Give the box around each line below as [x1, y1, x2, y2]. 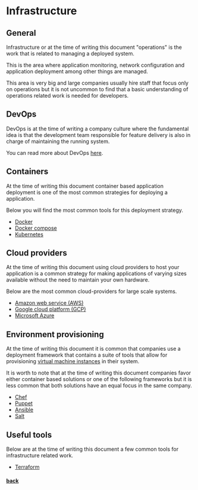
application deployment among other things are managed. [6, 68, 149, 75]
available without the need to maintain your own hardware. [6, 276, 150, 283]
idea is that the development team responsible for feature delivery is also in [6, 131, 191, 138]
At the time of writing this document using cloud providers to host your [6, 264, 180, 271]
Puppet [14, 400, 33, 407]
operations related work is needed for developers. [6, 92, 129, 99]
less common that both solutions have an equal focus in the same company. [6, 382, 192, 389]
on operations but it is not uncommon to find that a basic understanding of [6, 86, 188, 93]
